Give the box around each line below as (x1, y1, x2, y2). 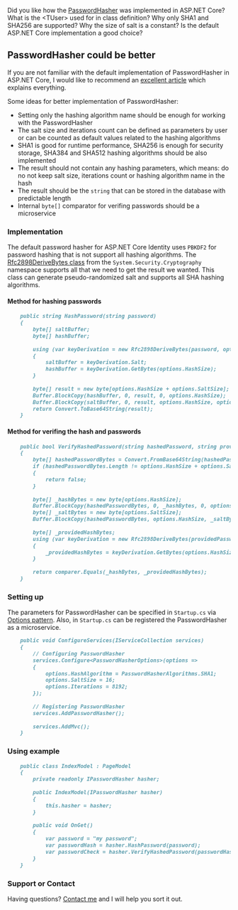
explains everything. (7, 83, 67, 92)
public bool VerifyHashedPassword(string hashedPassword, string (20, 443, 217, 450)
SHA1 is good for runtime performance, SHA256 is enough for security (17, 141, 224, 149)
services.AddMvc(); (33, 723, 91, 730)
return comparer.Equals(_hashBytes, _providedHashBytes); (33, 569, 208, 576)
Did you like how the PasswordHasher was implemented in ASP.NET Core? (7, 6, 225, 14)
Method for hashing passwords (7, 296, 102, 305)
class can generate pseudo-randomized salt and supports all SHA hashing (7, 273, 225, 282)
